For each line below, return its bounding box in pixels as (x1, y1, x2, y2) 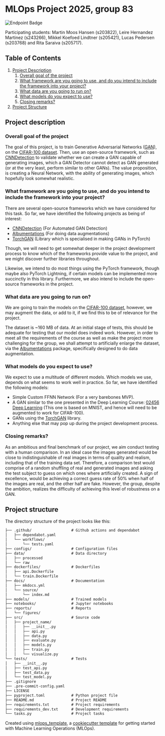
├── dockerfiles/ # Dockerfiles (5, 564, 100, 570)
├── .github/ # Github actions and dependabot (5, 528, 140, 533)
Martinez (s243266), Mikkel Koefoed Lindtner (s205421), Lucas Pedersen (5, 35, 155, 40)
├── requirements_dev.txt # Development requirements (5, 706, 129, 712)
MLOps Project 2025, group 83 (5, 3, 133, 15)
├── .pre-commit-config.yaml (5, 684, 65, 689)
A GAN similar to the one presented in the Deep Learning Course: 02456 (12, 399, 160, 405)
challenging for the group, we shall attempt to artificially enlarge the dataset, (5, 340, 160, 346)
